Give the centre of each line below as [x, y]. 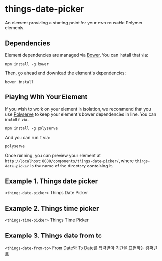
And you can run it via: [28, 137]
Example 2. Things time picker [52, 208]
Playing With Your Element [46, 97]
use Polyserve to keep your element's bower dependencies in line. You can [81, 114]
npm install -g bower [27, 64]
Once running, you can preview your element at [53, 155]
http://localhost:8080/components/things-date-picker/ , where [70, 161]
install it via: [17, 119]
